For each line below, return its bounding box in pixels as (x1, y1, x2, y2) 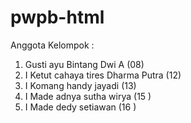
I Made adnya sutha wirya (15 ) (24, 90, 152, 102)
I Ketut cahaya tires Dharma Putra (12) (24, 69, 182, 81)
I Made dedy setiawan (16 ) (24, 101, 137, 113)
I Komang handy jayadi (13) (24, 79, 137, 91)
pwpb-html (10, 6, 105, 29)
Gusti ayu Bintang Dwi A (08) (24, 58, 145, 70)
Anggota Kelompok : (10, 39, 95, 51)
